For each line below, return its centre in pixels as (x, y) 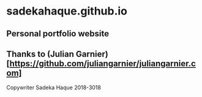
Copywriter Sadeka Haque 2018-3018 (54, 88)
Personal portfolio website (58, 34)
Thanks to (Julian (40, 54)
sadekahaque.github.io (67, 11)
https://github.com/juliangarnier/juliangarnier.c (103, 63)
